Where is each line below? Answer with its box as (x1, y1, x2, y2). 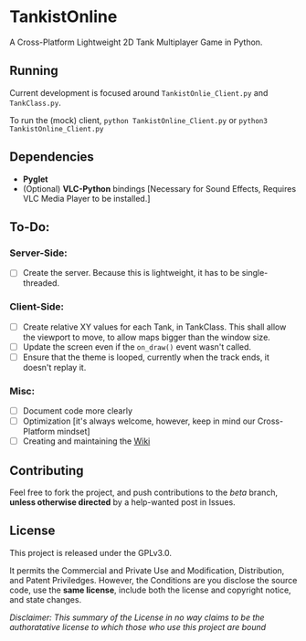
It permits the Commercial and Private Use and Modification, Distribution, (9, 564, 285, 576)
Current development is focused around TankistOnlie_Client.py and (9, 87, 269, 98)
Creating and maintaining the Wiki (22, 436, 151, 447)
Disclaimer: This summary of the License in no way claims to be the (9, 612, 265, 623)
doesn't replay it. (22, 362, 87, 373)
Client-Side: (9, 300, 64, 313)
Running (9, 63, 59, 79)
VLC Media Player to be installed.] (22, 193, 151, 204)
